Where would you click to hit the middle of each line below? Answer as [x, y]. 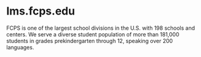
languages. [20, 47]
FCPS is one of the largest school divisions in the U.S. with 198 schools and [101, 28]
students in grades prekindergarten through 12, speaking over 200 [90, 41]
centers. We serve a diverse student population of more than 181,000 [93, 34]
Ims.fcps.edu [41, 11]
